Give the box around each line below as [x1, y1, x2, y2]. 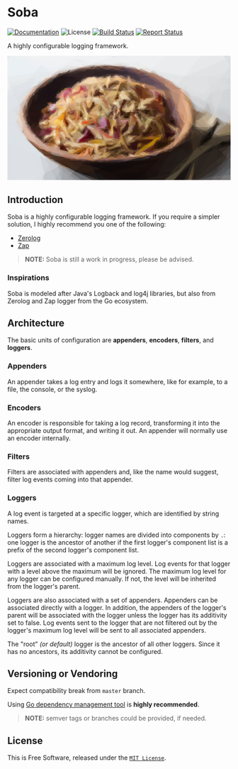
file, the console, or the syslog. [7, 385, 98, 393]
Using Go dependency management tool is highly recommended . [7, 700, 200, 709]
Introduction [7, 193, 64, 206]
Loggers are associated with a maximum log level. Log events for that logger [7, 559, 231, 568]
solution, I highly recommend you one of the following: [7, 220, 166, 229]
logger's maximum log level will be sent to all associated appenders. [7, 626, 207, 634]
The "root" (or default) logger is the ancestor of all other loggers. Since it [7, 640, 220, 648]
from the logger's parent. [7, 582, 81, 590]
